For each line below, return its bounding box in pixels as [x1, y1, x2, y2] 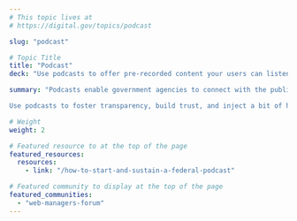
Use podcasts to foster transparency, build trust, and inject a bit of [9, 102, 283, 110]
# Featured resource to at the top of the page [9, 141, 188, 150]
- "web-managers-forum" [17, 198, 104, 208]
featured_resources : [9, 149, 86, 159]
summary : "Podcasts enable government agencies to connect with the [9, 86, 267, 95]
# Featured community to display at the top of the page [9, 182, 224, 191]
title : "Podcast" [9, 61, 73, 71]
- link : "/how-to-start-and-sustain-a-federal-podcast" [25, 166, 236, 175]
